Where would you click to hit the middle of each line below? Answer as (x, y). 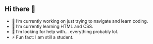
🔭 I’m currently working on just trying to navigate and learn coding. (80, 21)
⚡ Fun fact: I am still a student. (43, 37)
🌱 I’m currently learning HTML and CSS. (52, 26)
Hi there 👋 (20, 9)
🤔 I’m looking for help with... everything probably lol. (65, 31)
